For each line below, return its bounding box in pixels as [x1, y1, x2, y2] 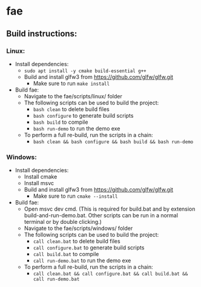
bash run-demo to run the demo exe [33, 124, 120, 132]
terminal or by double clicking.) [24, 218, 102, 226]
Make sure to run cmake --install [33, 192, 118, 200]
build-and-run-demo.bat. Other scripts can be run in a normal [24, 212, 179, 219]
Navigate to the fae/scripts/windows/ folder [24, 225, 133, 232]
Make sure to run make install [33, 79, 110, 87]
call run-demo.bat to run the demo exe [33, 257, 131, 265]
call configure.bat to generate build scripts [33, 244, 145, 251]
